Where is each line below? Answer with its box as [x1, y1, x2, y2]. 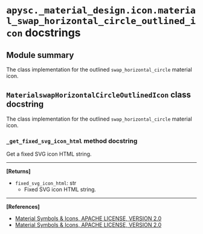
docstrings [25, 26, 81, 40]
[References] [6, 203, 40, 210]
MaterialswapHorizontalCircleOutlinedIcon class [6, 90, 192, 100]
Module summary [6, 50, 74, 60]
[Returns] [6, 168, 31, 175]
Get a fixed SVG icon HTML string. [6, 150, 92, 158]
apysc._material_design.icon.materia [6, 5, 196, 16]
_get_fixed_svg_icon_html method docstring [6, 136, 138, 145]
